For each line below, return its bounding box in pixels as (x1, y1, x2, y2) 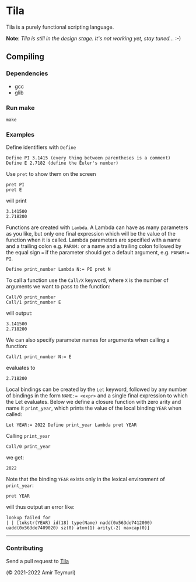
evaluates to (6, 365, 36, 372)
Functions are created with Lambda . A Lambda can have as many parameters (6, 224, 188, 231)
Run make (6, 104, 35, 112)
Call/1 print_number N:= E (6, 354, 72, 360)
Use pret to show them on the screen (6, 171, 96, 178)
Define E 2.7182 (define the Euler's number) (6, 160, 118, 166)
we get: (6, 454, 24, 461)
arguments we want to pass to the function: (6, 283, 111, 290)
